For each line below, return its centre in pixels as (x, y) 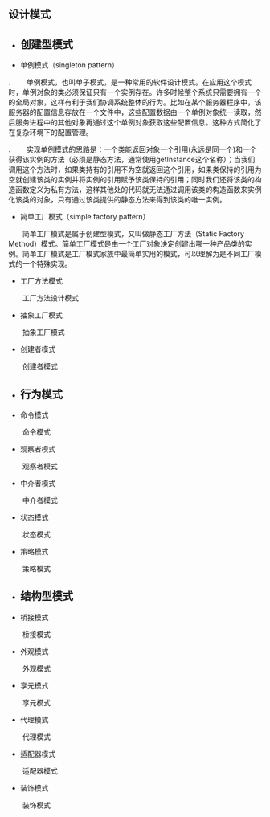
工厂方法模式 (41, 281)
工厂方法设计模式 (51, 298)
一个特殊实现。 (47, 264)
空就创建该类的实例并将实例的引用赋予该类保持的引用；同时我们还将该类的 (131, 180)
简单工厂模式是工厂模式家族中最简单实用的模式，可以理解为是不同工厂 (138, 254)
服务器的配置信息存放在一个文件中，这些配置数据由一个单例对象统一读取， (131, 112)
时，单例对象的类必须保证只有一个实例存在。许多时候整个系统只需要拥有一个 (135, 92)
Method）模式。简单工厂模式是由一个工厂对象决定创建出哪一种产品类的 (127, 244)
